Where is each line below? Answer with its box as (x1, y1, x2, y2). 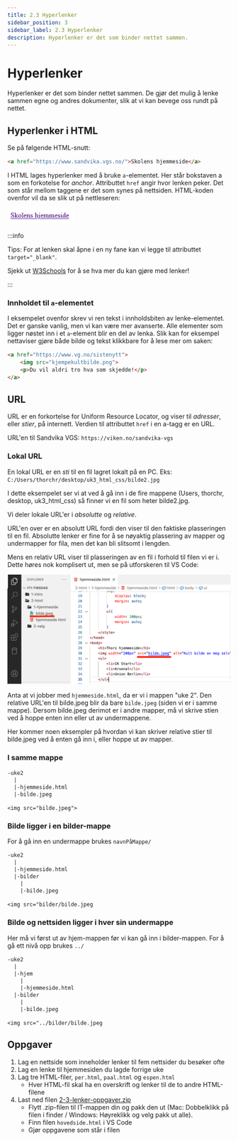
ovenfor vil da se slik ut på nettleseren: (7, 193, 120, 202)
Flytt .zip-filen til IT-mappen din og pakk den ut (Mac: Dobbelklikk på (28, 1103, 229, 1111)
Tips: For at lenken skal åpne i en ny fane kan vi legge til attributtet (7, 245, 201, 254)
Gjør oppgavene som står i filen (28, 1125, 120, 1134)
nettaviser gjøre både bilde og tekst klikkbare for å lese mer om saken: (7, 337, 213, 345)
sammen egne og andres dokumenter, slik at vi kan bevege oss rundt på (7, 97, 218, 105)
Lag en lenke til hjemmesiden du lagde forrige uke (17, 1065, 164, 1074)
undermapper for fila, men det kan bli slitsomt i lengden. (7, 539, 171, 547)
